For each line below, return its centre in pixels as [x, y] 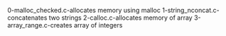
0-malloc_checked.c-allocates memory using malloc [84, 10]
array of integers [98, 25]
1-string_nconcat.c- [191, 10]
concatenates [27, 18]
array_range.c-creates [40, 25]
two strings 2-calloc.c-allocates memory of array [121, 18]
